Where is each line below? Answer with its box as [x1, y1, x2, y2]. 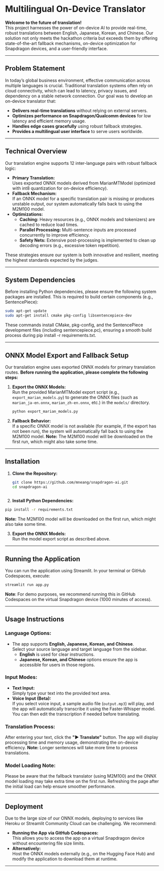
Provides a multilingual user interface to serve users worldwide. [12, 128, 143, 134]
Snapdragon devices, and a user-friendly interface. [5, 45, 108, 51]
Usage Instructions [5, 615, 64, 624]
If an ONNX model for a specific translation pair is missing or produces [12, 196, 155, 201]
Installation [5, 457, 40, 466]
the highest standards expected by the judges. [5, 257, 99, 263]
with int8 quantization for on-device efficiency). [12, 185, 108, 191]
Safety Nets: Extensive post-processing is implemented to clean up [19, 237, 156, 243]
